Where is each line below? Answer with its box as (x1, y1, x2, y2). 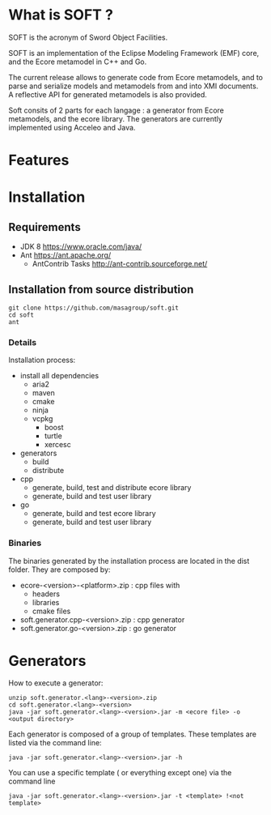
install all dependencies (19, 371, 100, 381)
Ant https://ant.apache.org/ (19, 250, 112, 260)
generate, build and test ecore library (32, 509, 156, 518)
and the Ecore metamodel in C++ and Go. (8, 57, 147, 66)
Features (8, 151, 70, 169)
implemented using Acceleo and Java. (8, 122, 136, 132)
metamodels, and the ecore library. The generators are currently (8, 113, 222, 123)
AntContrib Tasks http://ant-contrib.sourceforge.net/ (32, 259, 208, 269)
